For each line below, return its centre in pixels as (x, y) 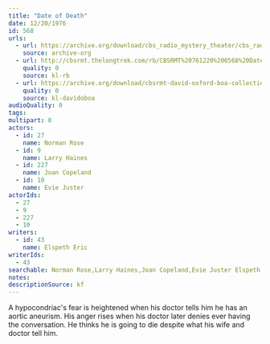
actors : (21, 128)
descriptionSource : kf (46, 285)
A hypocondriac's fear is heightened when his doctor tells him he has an (128, 308)
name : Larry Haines (55, 158)
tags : (17, 113)
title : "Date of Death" (48, 16)
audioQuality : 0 (35, 105)
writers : (23, 233)
